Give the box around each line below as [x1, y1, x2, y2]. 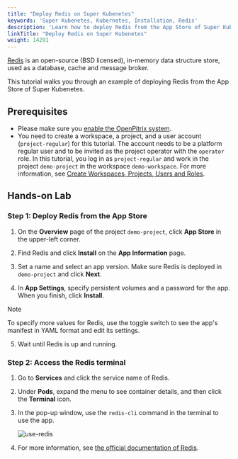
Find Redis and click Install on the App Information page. [17, 249, 186, 257]
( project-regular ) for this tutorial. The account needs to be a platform [17, 139, 222, 147]
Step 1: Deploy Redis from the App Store [7, 211, 147, 221]
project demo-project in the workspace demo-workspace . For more [17, 161, 207, 170]
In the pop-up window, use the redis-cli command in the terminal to [17, 408, 219, 416]
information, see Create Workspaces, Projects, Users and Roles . [17, 169, 205, 178]
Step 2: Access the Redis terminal [7, 357, 126, 367]
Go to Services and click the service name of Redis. [17, 373, 170, 382]
